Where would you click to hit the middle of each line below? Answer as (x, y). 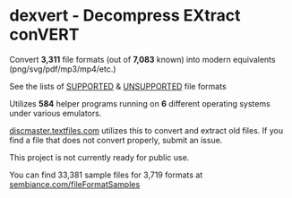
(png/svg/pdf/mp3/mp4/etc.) (63, 69)
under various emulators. (56, 113)
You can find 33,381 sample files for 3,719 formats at (106, 175)
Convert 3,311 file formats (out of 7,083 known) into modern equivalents (142, 59)
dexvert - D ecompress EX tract (125, 16)
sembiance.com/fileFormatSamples (75, 184)
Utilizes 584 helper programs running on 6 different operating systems (140, 103)
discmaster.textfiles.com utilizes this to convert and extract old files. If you (146, 130)
